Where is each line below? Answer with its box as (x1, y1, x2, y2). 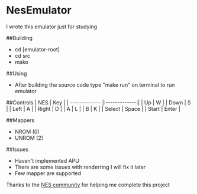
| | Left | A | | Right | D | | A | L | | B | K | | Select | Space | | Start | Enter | (6, 105, 180, 112)
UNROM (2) (14, 134, 43, 142)
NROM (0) (14, 128, 40, 135)
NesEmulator (6, 4, 72, 17)
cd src (14, 52, 31, 59)
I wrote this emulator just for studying (6, 23, 98, 30)
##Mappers (6, 116, 35, 124)
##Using (6, 70, 27, 77)
